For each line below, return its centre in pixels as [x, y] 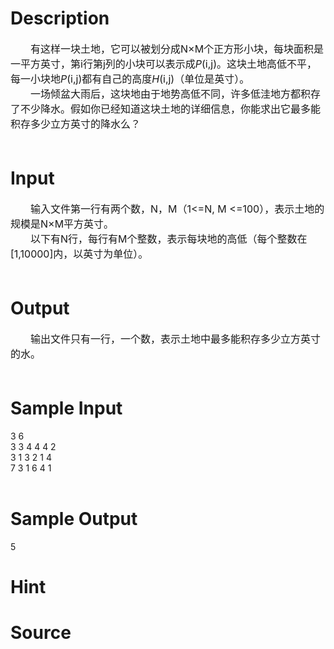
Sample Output [74, 518]
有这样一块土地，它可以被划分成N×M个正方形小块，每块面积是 [177, 49]
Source [41, 633]
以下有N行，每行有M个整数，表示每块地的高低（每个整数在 [169, 239]
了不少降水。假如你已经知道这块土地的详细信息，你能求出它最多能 [166, 109]
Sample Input [66, 408]
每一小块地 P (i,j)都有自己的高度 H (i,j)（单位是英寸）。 [130, 79]
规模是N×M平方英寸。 [62, 224]
